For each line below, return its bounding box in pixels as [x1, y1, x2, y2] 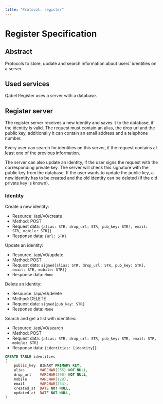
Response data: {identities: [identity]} [12, 344, 97, 350]
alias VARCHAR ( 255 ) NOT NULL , [14, 368, 89, 373]
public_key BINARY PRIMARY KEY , [14, 363, 82, 368]
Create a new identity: [5, 203, 50, 209]
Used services [5, 80, 50, 88]
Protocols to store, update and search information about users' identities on [5, 61, 157, 66]
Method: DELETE [12, 296, 46, 302]
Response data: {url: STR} [12, 233, 67, 239]
